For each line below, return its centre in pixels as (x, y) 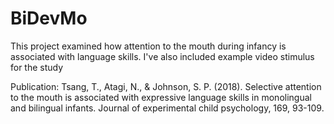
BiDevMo (49, 18)
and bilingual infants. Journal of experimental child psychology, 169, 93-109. (167, 108)
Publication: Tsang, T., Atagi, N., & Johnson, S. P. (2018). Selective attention (166, 86)
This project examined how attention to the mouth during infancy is (148, 46)
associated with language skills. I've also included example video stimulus (162, 56)
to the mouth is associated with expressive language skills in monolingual (161, 97)
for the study (37, 67)
